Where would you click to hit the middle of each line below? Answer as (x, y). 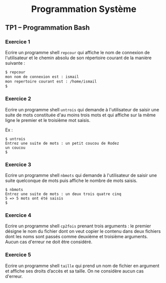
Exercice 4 (18, 215)
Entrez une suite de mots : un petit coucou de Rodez (62, 143)
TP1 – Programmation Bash (48, 28)
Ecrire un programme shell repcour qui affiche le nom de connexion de (78, 52)
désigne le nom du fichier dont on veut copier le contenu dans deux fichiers (83, 231)
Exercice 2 (18, 99)
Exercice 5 (18, 255)
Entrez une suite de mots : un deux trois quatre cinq (63, 194)
